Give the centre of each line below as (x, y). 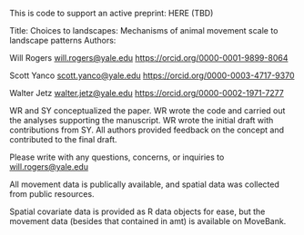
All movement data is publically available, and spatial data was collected (145, 184)
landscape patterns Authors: (63, 40)
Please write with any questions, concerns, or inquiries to (117, 157)
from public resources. (52, 194)
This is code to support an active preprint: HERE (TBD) (111, 13)
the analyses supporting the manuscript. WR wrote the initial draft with (142, 120)
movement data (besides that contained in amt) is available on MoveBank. (148, 221)
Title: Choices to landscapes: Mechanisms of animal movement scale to (144, 30)
